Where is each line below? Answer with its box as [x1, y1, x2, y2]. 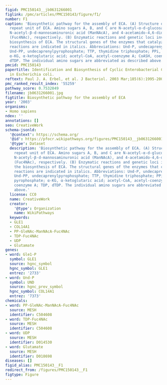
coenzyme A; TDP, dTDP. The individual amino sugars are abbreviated [14, 183, 162, 188]
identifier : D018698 [9, 354, 52, 359]
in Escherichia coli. [9, 72, 55, 77]
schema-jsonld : [5, 127, 37, 132]
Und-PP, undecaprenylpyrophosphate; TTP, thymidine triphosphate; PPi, [9, 49, 162, 54]
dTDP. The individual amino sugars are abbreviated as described [9, 58, 148, 63]
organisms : [5, 104, 28, 109]
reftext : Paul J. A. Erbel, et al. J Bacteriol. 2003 [5, 77, 119, 81]
